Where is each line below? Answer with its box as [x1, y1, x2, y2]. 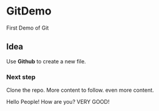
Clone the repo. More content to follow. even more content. [6, 86, 154, 94]
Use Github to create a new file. [6, 57, 86, 65]
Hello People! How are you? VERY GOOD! [6, 98, 110, 106]
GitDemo [6, 4, 52, 18]
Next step [6, 72, 36, 81]
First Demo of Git [6, 24, 49, 31]
